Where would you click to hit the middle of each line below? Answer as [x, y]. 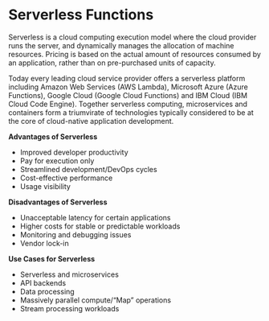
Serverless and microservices [69, 274]
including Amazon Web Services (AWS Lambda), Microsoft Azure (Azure [128, 87]
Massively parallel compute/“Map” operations [95, 300]
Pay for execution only [57, 160]
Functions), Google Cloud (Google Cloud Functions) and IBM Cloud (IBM [128, 95]
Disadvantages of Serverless [58, 202]
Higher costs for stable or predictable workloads [100, 226]
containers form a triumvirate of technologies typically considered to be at [131, 112]
